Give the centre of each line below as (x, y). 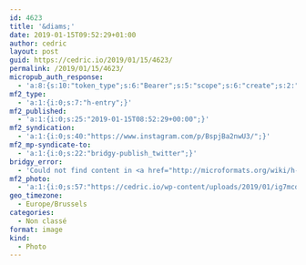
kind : (20, 238)
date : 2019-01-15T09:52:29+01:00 (73, 35)
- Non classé (42, 221)
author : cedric (38, 43)
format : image (36, 229)
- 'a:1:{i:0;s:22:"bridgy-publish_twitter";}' (107, 153)
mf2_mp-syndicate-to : (51, 145)
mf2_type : (28, 94)
